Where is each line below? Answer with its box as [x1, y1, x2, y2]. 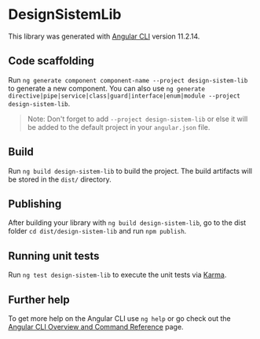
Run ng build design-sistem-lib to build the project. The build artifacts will [8, 166, 253, 175]
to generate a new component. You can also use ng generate [8, 83, 206, 93]
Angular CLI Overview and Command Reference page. [8, 322, 184, 331]
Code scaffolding [8, 54, 94, 68]
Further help [8, 293, 71, 306]
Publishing [8, 197, 62, 210]
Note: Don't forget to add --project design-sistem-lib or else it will [27, 114, 248, 123]
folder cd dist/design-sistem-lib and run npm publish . [8, 227, 187, 236]
